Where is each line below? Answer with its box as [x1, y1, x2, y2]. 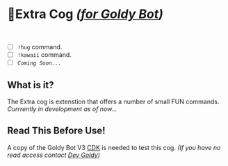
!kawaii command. [17, 51, 72, 58]
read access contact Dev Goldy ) [7, 151, 101, 159]
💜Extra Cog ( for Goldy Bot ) [7, 6, 163, 22]
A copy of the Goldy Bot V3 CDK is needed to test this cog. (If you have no [7, 143, 221, 151]
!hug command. [17, 42, 63, 51]
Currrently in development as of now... [7, 104, 117, 113]
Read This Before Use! [7, 125, 106, 137]
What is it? [7, 79, 54, 91]
